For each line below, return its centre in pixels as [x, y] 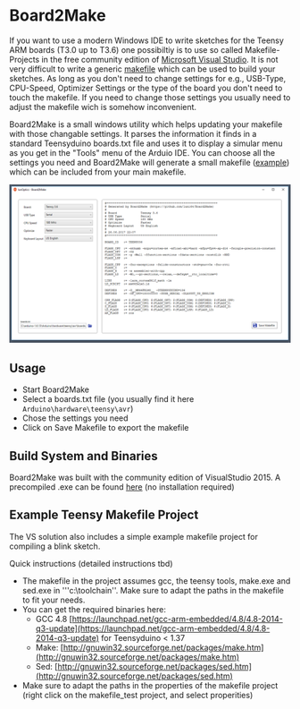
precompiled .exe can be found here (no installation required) [122, 487]
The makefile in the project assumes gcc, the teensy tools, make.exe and [156, 581]
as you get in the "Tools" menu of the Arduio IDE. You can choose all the [142, 152]
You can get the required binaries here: [94, 609]
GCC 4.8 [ [54, 619]
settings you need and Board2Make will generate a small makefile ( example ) [150, 162]
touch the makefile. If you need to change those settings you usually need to [150, 97]
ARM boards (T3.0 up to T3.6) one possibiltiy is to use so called [126, 49]
